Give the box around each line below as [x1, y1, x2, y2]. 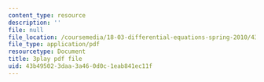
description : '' [8, 19, 61, 27]
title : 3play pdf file [8, 55, 82, 63]
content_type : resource [8, 11, 86, 20]
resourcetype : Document [8, 48, 86, 55]
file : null [8, 26, 44, 34]
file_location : [8, 33, 58, 41]
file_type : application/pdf [8, 41, 101, 48]
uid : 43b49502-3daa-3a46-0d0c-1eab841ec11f [8, 62, 153, 70]
